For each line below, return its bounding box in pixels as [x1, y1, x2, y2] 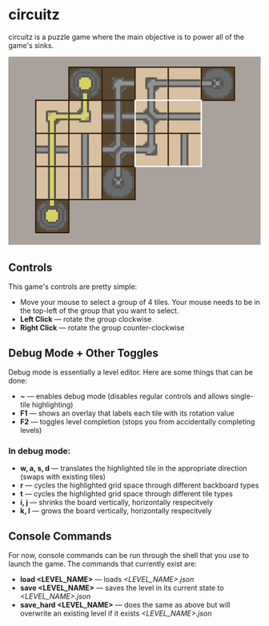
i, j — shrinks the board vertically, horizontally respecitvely [19, 498, 214, 508]
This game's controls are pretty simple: [8, 282, 138, 291]
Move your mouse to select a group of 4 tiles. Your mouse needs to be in [19, 298, 260, 307]
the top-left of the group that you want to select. [19, 306, 179, 315]
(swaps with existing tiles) [19, 472, 106, 482]
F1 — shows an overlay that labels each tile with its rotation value [19, 408, 235, 418]
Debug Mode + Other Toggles [8, 346, 159, 359]
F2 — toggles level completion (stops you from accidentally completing [19, 416, 255, 426]
